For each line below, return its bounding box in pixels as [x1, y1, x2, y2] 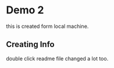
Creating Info [6, 40, 55, 49]
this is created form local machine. [6, 23, 89, 30]
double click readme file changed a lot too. [6, 55, 109, 62]
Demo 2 [6, 3, 44, 17]
